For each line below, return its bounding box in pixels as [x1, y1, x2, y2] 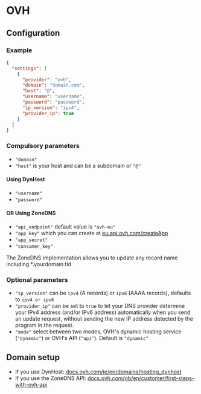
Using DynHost [6, 176, 45, 183]
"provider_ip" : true [22, 110, 74, 116]
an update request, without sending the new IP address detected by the [14, 315, 193, 322]
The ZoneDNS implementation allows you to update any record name [6, 254, 178, 261]
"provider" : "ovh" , [22, 76, 71, 82]
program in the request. [14, 322, 74, 329]
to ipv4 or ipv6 [14, 296, 54, 303]
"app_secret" [14, 237, 48, 243]
